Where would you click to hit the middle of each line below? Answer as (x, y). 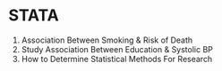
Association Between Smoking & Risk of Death (107, 40)
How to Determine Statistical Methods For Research (117, 59)
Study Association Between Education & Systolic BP (117, 49)
